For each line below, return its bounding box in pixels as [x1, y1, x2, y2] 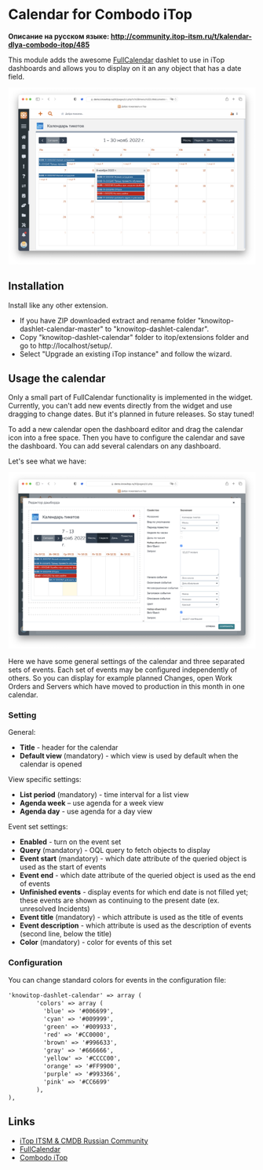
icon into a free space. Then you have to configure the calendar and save [8, 433, 246, 442]
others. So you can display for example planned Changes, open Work [8, 674, 233, 683]
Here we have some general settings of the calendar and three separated [8, 657, 245, 666]
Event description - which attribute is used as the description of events [19, 921, 252, 930]
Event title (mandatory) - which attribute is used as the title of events [19, 913, 243, 922]
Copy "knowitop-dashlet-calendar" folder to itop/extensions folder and [19, 332, 249, 341]
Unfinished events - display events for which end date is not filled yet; [19, 888, 249, 897]
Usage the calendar [8, 371, 106, 385]
